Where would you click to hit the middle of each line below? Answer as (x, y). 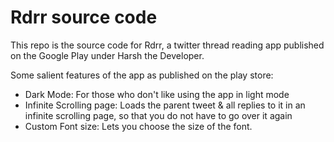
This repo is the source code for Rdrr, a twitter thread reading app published (167, 45)
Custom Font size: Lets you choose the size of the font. (138, 126)
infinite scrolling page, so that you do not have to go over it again (158, 115)
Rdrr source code (84, 17)
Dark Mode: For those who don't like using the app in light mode (157, 94)
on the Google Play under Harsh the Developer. (107, 55)
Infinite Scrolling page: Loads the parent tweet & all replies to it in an (165, 105)
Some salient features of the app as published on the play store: (142, 75)
